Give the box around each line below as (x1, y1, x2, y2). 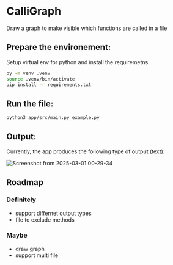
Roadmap (6, 177, 44, 187)
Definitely (6, 195, 37, 204)
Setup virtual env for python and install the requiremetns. (6, 58, 150, 65)
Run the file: (6, 98, 54, 109)
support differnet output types (15, 209, 92, 217)
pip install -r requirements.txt (6, 81, 92, 88)
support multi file (15, 252, 59, 259)
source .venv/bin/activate (6, 76, 75, 82)
